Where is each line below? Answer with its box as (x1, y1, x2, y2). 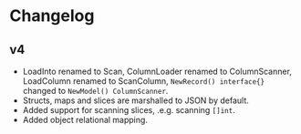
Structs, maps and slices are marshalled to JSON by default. (22, 95, 249, 106)
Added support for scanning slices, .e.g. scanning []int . (22, 105, 235, 115)
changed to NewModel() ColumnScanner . (22, 86, 169, 96)
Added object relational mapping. (22, 115, 149, 125)
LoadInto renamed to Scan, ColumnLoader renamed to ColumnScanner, (22, 66, 292, 77)
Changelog (9, 5, 95, 26)
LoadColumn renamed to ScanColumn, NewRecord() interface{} (22, 76, 265, 87)
